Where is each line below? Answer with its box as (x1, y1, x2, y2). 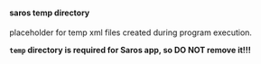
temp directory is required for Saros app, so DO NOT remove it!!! (9, 45, 251, 56)
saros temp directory (9, 7, 90, 18)
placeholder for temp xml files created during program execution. (9, 27, 253, 38)
